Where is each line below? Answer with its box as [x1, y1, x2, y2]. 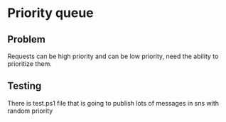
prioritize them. [7, 60, 52, 68]
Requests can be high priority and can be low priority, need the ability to [7, 52, 219, 60]
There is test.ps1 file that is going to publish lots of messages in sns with [7, 99, 219, 107]
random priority [7, 106, 53, 115]
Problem [7, 33, 46, 45]
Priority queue [7, 5, 94, 21]
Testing [7, 80, 42, 92]
